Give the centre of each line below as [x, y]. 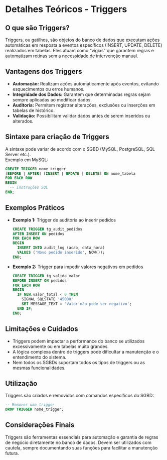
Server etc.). [18, 154]
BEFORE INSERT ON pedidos [39, 280]
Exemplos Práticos [35, 208]
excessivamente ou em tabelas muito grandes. [60, 346]
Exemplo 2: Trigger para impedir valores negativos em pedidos [78, 267]
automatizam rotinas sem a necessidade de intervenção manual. [72, 56]
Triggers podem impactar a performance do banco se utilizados [78, 341]
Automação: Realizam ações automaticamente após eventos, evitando [86, 83]
